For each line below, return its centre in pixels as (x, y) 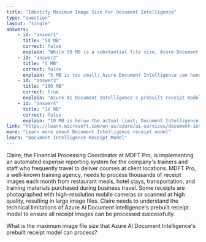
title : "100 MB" (43, 87)
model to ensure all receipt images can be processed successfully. (91, 214)
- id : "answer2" (38, 58)
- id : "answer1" (38, 35)
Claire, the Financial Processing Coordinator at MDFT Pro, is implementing (100, 155)
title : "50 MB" (42, 41)
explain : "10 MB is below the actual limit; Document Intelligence (111, 120)
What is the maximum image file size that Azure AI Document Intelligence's (101, 225)
